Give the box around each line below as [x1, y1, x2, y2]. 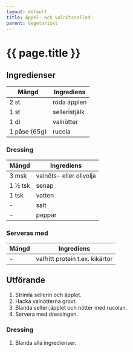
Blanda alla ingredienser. [15, 339, 77, 347]
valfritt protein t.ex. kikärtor [36, 254, 113, 263]
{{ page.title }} [6, 46, 81, 60]
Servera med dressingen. [15, 310, 79, 318]
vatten [36, 191, 54, 199]
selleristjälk [52, 108, 85, 117]
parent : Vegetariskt [6, 20, 59, 26]
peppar [36, 211, 57, 219]
